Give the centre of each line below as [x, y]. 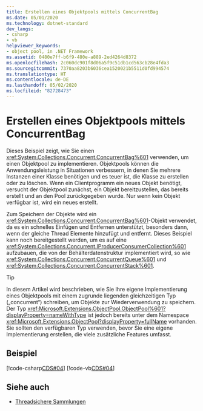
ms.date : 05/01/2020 [32, 18]
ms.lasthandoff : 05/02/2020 [42, 86]
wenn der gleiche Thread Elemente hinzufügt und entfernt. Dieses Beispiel [99, 233]
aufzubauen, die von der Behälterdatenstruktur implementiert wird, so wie [98, 253]
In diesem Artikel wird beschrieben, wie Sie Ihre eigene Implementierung [97, 289]
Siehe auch [28, 387]
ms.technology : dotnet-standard [47, 23]
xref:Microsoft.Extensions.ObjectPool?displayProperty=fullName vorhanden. [101, 321]
